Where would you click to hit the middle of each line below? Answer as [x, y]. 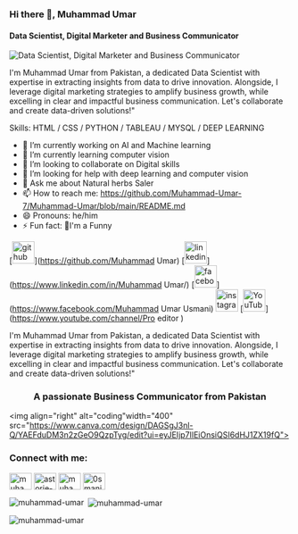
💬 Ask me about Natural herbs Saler [88, 183]
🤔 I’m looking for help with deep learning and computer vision [135, 174]
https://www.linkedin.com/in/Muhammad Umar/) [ [103, 285]
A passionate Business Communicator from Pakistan [150, 396]
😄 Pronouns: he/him [60, 216]
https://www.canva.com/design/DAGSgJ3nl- [112, 426]
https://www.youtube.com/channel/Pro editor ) [98, 318]
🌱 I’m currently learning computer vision [95, 154]
